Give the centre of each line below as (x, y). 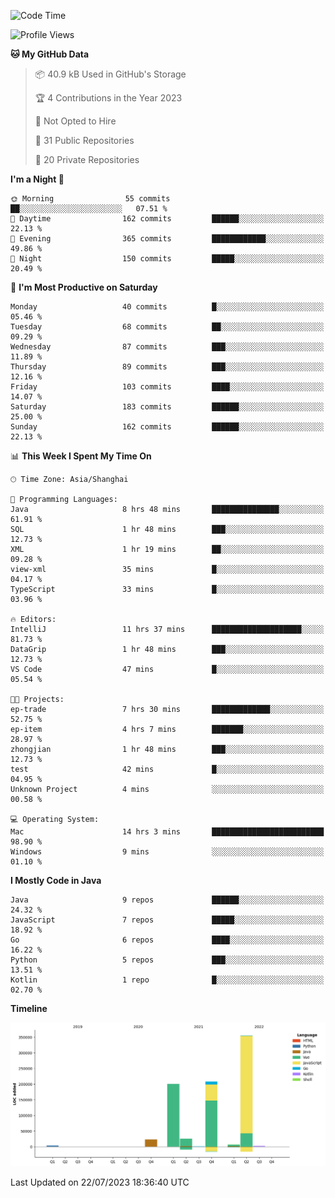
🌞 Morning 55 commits (90, 199)
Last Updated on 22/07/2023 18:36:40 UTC (100, 1182)
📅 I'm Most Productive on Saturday (84, 287)
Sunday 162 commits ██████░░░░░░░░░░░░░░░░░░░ (167, 427)
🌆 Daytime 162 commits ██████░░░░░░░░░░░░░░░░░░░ (167, 219)
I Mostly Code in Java (56, 880)
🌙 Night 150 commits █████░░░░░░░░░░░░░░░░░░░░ (167, 259)
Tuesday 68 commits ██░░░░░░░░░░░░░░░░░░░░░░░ (167, 327)
